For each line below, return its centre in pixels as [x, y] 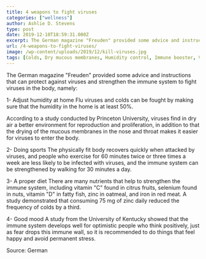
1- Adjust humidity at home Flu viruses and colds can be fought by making [100, 100]
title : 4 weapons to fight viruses [52, 12]
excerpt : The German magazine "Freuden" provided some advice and [93, 40]
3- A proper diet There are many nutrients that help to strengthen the [93, 181]
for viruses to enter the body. [43, 138]
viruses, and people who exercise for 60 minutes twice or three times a [96, 156]
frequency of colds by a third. [44, 207]
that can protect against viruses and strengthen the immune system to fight [101, 81]
